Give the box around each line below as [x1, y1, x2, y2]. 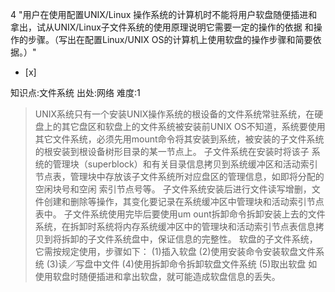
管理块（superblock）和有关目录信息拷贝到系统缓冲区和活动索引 [52, 158, 318, 170]
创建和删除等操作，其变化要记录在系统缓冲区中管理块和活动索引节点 [43, 196, 325, 207]
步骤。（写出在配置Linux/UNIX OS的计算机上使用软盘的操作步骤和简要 [27, 34, 313, 45]
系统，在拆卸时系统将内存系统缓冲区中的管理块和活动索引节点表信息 [34, 221, 316, 232]
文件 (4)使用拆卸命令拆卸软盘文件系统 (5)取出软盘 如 [101, 258, 318, 270]
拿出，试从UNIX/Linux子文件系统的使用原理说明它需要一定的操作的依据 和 [10, 21, 314, 33]
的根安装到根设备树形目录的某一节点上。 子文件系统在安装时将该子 [34, 146, 310, 157]
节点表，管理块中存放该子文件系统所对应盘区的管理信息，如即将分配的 [34, 171, 325, 182]
